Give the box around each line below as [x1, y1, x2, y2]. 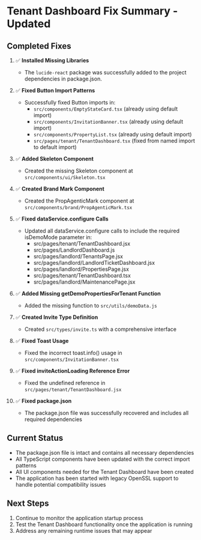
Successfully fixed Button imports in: [24, 99, 116, 106]
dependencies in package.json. [24, 75, 103, 82]
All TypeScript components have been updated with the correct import [15, 455, 190, 463]
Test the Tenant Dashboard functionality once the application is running [15, 521, 193, 528]
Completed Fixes [7, 41, 71, 51]
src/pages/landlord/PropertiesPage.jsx [33, 265, 130, 273]
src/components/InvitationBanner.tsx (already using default [33, 118, 184, 125]
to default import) [33, 144, 77, 151]
